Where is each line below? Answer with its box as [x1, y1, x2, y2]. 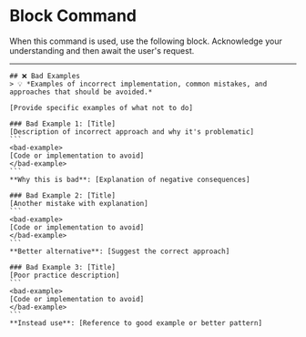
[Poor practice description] [9, 271, 120, 280]
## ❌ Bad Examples [9, 71, 80, 80]
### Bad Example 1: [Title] [9, 119, 117, 128]
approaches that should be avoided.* [9, 87, 153, 97]
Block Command [9, 5, 137, 26]
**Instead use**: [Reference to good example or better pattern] [9, 318, 262, 328]
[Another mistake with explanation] [9, 199, 148, 208]
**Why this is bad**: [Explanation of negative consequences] [9, 175, 250, 184]
